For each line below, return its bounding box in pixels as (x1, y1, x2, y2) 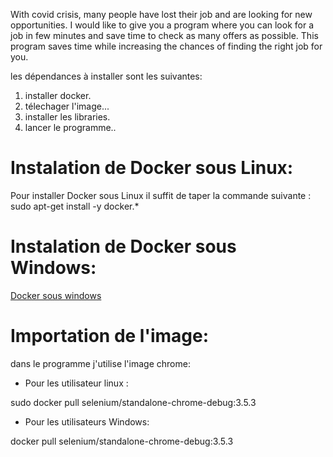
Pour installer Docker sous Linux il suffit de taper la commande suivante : (10, 189, 312, 201)
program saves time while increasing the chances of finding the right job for (10, 40, 323, 52)
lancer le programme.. (24, 122, 117, 133)
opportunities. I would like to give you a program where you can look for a (10, 19, 315, 31)
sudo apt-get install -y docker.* (10, 200, 140, 212)
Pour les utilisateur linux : (24, 377, 129, 389)
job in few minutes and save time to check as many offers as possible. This (10, 30, 319, 41)
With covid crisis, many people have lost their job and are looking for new (10, 9, 313, 20)
